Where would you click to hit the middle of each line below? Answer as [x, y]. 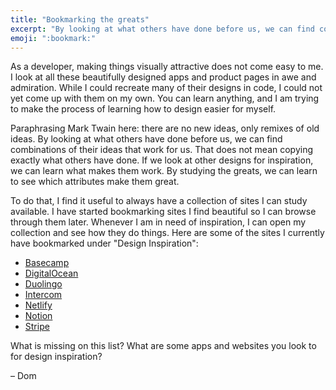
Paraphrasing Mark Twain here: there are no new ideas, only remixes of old [165, 128]
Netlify [38, 305]
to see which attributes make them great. [95, 182]
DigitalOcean [51, 273]
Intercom [43, 295]
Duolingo [43, 284]
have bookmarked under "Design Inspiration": [104, 243]
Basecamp [47, 263]
